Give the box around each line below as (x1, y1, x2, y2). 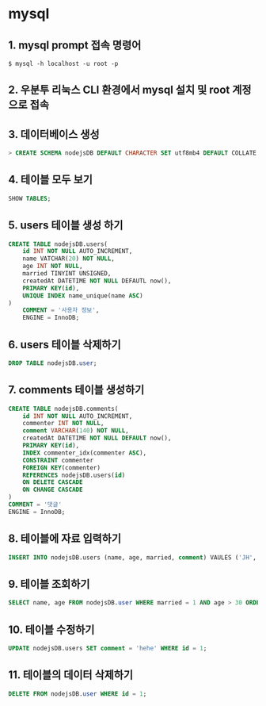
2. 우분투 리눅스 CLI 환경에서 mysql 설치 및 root (8, 83, 230, 97)
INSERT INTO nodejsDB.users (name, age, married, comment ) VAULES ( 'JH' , (8, 553, 257, 562)
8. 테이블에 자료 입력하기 (8, 532, 121, 546)
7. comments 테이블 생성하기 (8, 383, 145, 397)
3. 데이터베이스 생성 (8, 128, 100, 141)
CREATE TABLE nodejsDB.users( (8, 240, 108, 248)
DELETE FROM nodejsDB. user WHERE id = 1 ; (8, 689, 147, 698)
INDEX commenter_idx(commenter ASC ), (22, 449, 147, 457)
